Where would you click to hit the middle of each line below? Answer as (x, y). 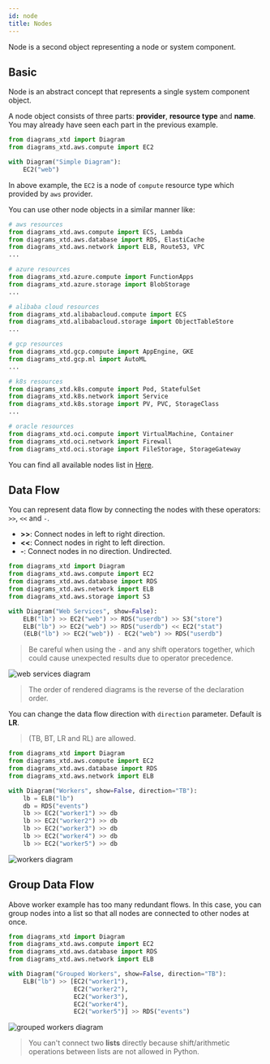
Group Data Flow (51, 885)
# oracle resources (41, 427)
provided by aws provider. (51, 194)
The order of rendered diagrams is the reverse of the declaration (136, 690)
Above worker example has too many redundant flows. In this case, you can (135, 905)
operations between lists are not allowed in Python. (114, 1052)
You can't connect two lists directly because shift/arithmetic (129, 1043)
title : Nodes (30, 24)
